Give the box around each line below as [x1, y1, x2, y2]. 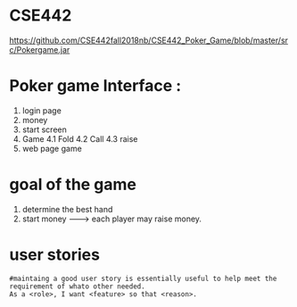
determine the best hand [21, 203, 113, 214]
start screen [21, 124, 67, 135]
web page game [21, 143, 82, 153]
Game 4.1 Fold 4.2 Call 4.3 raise [21, 133, 138, 144]
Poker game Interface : [9, 76, 182, 96]
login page [21, 104, 62, 116]
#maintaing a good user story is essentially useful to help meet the [9, 274, 277, 283]
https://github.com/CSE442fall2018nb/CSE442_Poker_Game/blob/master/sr [9, 35, 288, 46]
